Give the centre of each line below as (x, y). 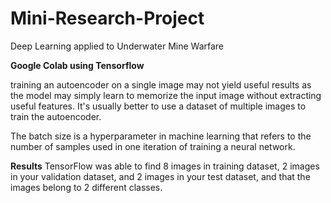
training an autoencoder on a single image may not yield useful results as (161, 84)
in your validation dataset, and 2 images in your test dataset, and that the (160, 176)
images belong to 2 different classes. (86, 187)
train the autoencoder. (56, 116)
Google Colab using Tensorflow (77, 65)
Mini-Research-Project (107, 18)
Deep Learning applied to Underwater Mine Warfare (117, 46)
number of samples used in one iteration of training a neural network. (153, 146)
